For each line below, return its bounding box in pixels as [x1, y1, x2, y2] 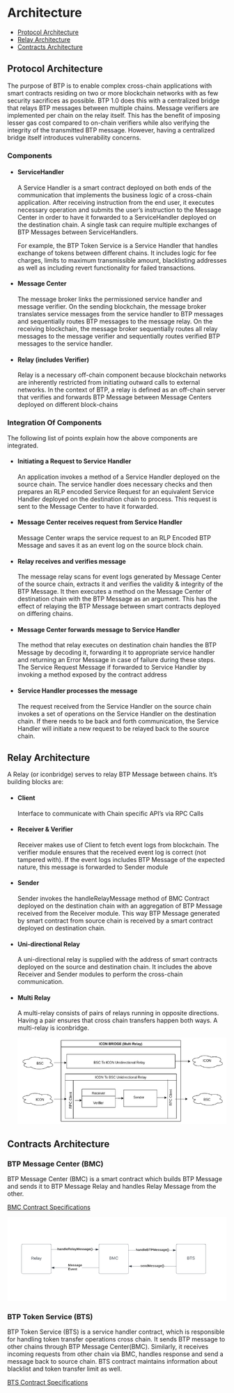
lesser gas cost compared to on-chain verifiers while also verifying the [7, 118, 210, 127]
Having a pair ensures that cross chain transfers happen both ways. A [17, 1016, 218, 1025]
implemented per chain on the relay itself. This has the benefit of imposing [7, 111, 221, 119]
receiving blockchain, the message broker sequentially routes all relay [17, 325, 218, 333]
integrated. [7, 441, 39, 449]
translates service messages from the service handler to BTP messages [17, 310, 224, 318]
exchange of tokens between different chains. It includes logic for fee [17, 249, 217, 257]
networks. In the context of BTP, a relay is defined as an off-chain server [17, 385, 226, 394]
